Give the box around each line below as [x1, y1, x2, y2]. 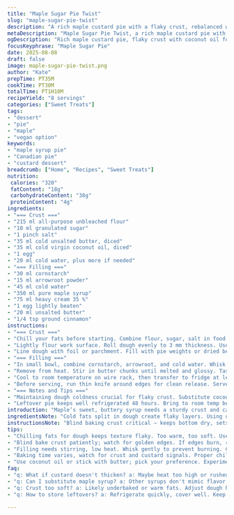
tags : [7, 108, 23, 115]
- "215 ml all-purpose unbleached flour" [7, 218, 130, 225]
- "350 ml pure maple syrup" [7, 289, 92, 297]
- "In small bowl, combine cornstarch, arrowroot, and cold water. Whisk [7, 361, 226, 368]
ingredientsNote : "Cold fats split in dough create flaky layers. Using [7, 413, 223, 420]
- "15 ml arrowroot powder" [7, 277, 89, 284]
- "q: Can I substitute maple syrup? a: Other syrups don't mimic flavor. [7, 478, 229, 485]
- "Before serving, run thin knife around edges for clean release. [7, 380, 210, 388]
